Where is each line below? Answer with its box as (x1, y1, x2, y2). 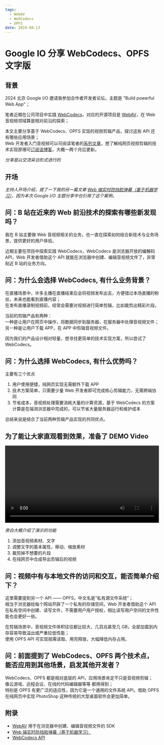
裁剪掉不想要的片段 (12, 550, 51, 556)
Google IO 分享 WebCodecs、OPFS (5, 48, 149, 59)
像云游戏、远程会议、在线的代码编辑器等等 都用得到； (5, 681, 113, 687)
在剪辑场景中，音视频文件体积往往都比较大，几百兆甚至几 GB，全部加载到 (5, 624, 154, 629)
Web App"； (5, 101, 30, 107)
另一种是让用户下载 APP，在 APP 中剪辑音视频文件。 (5, 325, 111, 331)
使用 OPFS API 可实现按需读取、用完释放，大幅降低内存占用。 (5, 636, 130, 642)
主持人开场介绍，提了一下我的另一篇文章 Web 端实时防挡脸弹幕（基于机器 (5, 187, 154, 192)
